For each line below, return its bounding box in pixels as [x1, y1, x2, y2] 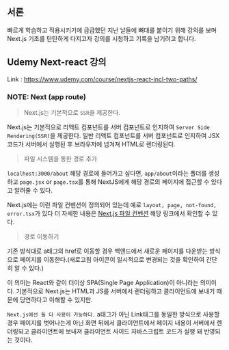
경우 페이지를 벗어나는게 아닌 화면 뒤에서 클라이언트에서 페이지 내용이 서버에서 [7, 319, 215, 327]
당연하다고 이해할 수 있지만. [19, 295, 94, 304]
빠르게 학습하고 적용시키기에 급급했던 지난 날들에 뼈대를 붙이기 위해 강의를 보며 [7, 26, 217, 34]
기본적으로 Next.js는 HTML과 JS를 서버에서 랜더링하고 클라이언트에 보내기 [16, 286, 215, 295]
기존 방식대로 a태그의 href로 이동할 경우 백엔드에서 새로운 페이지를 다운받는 [7, 247, 208, 255]
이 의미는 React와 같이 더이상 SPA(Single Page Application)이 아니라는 [7, 278, 199, 286]
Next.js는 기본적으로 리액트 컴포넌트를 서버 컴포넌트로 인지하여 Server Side [7, 122, 211, 131]
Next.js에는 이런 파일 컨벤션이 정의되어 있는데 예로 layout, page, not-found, [7, 200, 217, 208]
